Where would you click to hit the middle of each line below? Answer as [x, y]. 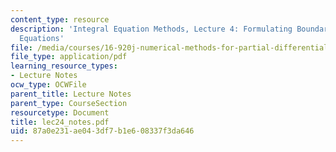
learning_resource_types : [64, 66]
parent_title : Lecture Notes [71, 94]
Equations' [42, 38]
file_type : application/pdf [69, 57]
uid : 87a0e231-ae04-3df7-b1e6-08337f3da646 [102, 131]
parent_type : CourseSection [69, 103]
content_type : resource [60, 19]
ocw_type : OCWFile [48, 85]
